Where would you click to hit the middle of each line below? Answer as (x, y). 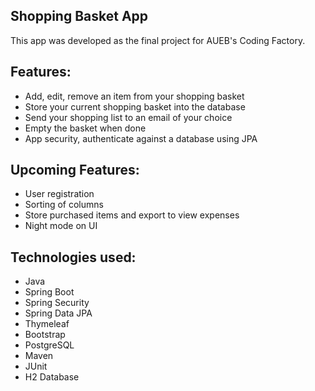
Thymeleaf (47, 324)
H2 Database (52, 377)
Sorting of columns (64, 205)
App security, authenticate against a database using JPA (141, 138)
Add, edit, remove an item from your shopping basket (134, 96)
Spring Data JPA (58, 313)
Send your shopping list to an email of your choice (128, 117)
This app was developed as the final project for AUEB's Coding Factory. (158, 40)
